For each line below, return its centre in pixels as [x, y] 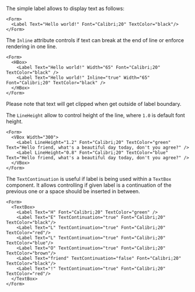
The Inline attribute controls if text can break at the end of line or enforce [95, 40]
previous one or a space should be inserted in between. [73, 191]
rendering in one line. [32, 47]
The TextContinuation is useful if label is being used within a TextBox [89, 179]
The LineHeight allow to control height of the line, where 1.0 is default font [95, 115]
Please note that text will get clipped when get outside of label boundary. [94, 104]
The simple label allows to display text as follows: [65, 8]
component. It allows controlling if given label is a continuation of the [89, 185]
